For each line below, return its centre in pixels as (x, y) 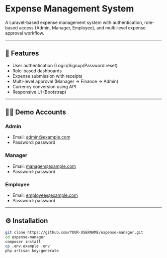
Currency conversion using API (44, 86)
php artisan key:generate (32, 251)
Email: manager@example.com (44, 166)
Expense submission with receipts (47, 76)
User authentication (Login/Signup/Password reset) (65, 65)
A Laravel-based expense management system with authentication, (74, 22)
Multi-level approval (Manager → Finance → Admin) (65, 81)
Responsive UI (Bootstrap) (39, 92)
